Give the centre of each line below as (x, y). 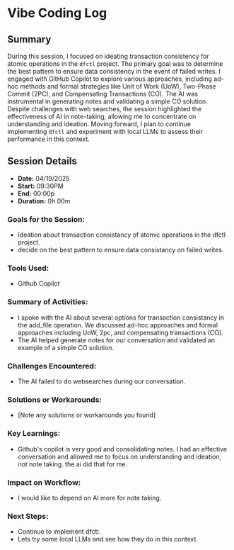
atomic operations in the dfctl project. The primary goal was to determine (115, 64)
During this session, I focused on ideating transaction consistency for (109, 56)
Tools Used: (28, 269)
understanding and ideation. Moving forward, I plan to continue (99, 124)
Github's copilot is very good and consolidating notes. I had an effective (122, 449)
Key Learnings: (34, 434)
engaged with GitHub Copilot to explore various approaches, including (110, 79)
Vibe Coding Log (57, 13)
